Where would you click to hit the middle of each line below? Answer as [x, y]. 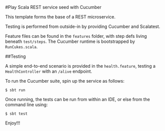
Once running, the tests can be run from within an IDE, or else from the [78, 99]
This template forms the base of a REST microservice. [60, 17]
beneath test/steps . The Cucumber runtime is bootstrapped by [70, 41]
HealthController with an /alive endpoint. [49, 71]
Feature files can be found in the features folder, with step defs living [76, 36]
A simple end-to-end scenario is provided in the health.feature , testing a [80, 66]
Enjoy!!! [13, 123]
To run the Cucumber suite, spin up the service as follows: [65, 81]
